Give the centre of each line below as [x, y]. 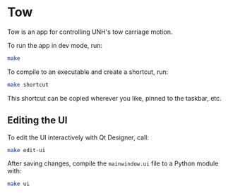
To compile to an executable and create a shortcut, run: [88, 72]
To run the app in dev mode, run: [55, 45]
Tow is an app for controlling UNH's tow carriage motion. [90, 32]
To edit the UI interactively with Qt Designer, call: [78, 137]
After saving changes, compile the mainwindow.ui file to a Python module [113, 163]
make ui [19, 184]
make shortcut [28, 85]
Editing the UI [37, 120]
